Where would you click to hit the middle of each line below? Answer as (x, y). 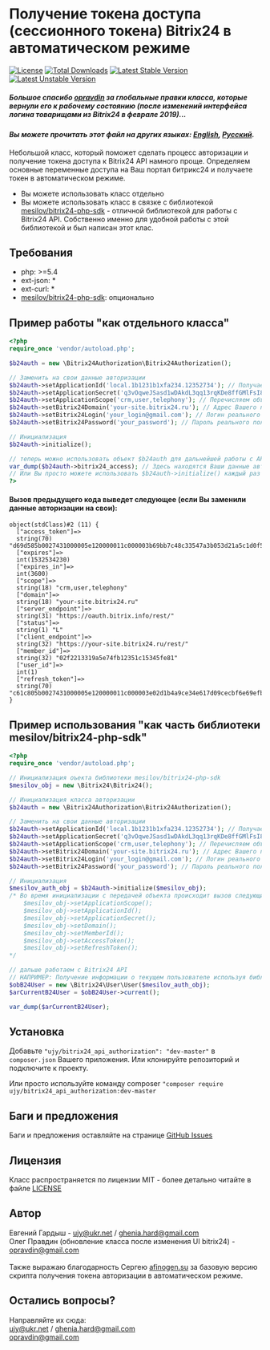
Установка (37, 1032)
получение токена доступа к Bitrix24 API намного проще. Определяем (130, 160)
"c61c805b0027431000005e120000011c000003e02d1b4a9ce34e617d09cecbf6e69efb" (138, 693)
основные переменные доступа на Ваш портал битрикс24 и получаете (131, 169)
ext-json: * (38, 281)
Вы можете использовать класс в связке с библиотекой (117, 202)
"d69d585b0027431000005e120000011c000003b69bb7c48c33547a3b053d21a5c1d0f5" (138, 546)
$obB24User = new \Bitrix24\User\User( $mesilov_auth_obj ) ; (110, 985)
